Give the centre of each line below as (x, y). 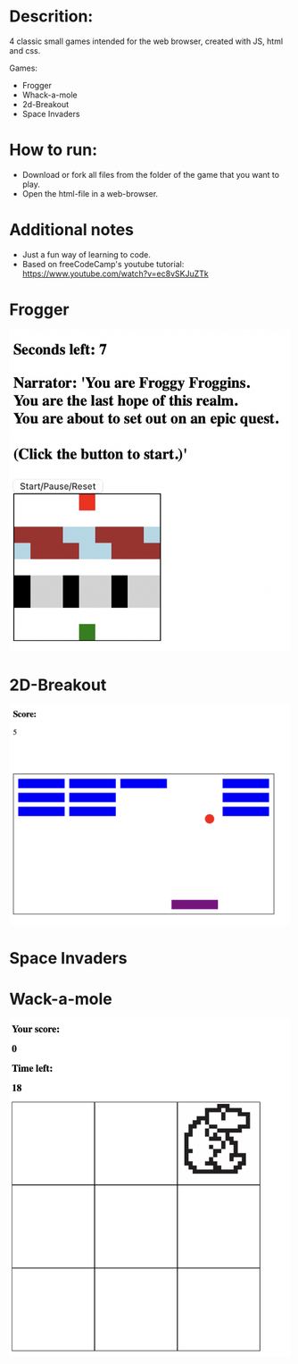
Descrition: (51, 17)
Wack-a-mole (61, 999)
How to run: (54, 150)
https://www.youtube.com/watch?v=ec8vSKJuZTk (115, 274)
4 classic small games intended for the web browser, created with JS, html (146, 41)
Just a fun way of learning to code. (87, 254)
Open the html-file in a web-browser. (90, 193)
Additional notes (72, 230)
